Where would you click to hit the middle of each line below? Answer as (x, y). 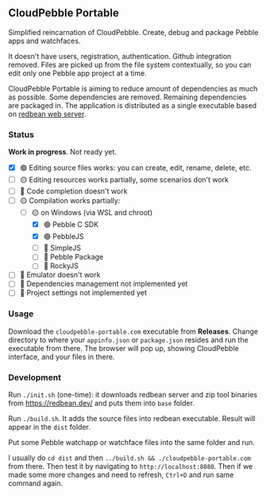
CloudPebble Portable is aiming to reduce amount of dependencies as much (133, 88)
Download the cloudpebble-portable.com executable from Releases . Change (133, 331)
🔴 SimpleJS (62, 248)
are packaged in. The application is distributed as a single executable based (133, 105)
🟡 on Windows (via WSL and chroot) (92, 213)
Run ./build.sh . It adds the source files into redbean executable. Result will (132, 419)
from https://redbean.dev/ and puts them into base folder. (101, 403)
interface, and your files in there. (62, 357)
